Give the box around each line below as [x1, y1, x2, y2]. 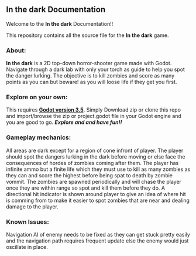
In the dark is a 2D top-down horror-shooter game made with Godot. [6, 60, 172, 67]
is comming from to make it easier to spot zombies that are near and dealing [6, 197, 190, 204]
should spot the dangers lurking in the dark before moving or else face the [6, 153, 185, 160]
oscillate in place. [6, 244, 48, 250]
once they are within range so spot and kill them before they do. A [6, 184, 166, 191]
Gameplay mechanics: [6, 133, 71, 142]
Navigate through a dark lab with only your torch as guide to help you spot [6, 66, 185, 73]
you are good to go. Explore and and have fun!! [6, 119, 122, 126]
